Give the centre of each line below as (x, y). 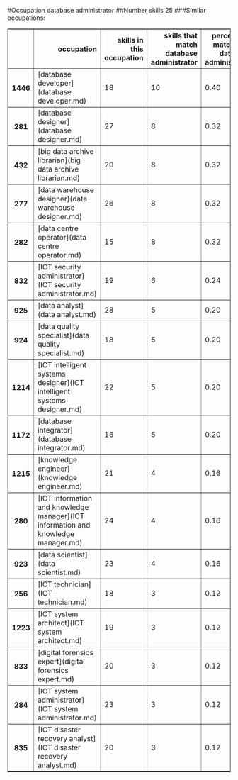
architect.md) (60, 641)
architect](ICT (61, 623)
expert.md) (56, 679)
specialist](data (64, 335)
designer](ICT (61, 383)
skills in (130, 40)
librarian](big (59, 160)
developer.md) (62, 101)
